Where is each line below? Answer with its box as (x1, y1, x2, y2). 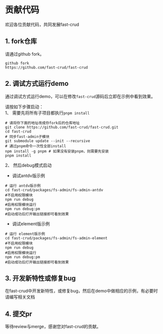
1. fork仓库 (5, 37, 37, 45)
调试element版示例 (12, 220, 50, 227)
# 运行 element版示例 (5, 231, 45, 236)
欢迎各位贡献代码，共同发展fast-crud (5, 21, 79, 27)
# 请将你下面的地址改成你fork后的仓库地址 (5, 120, 80, 125)
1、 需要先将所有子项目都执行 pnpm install (5, 110, 90, 116)
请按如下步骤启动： (5, 103, 44, 110)
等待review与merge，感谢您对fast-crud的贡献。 (5, 324, 101, 330)
